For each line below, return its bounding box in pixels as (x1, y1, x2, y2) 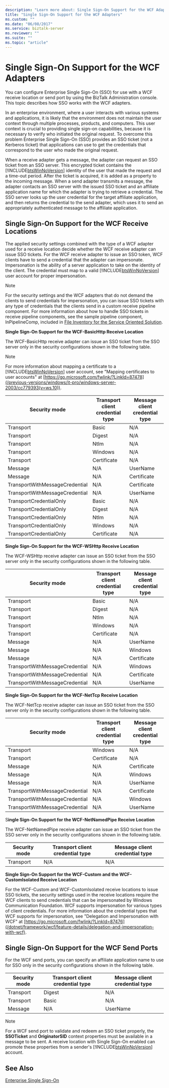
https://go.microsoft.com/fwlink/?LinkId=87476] (25, 918, 125, 925)
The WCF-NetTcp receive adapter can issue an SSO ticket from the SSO (5, 702, 155, 708)
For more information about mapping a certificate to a (5, 363, 117, 369)
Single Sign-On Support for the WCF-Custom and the (5, 871, 119, 877)
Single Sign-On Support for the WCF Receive (5, 219, 148, 228)
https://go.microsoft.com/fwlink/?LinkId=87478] (44, 374, 144, 380)
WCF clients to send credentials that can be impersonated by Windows (5, 897, 152, 903)
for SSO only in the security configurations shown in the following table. (5, 962, 154, 968)
